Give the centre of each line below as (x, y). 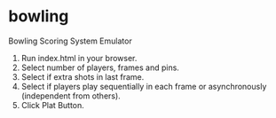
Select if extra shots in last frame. (83, 76)
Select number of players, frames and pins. (100, 67)
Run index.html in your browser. (79, 58)
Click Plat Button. (53, 105)
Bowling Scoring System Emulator (70, 41)
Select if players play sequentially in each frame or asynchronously (144, 86)
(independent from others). (71, 96)
